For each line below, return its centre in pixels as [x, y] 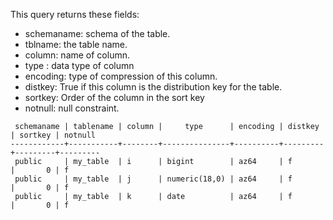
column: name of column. [77, 55]
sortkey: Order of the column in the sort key [114, 97]
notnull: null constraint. [72, 108]
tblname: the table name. [76, 44]
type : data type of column [79, 65]
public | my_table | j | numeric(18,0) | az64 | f [153, 179]
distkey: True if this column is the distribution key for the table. [153, 87]
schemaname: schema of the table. [97, 33]
